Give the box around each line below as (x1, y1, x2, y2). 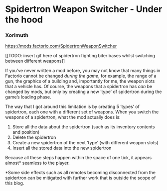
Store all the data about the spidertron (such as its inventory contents (12, 124, 155, 130)
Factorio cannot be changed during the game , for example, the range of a (5, 73, 157, 79)
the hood (5, 14, 43, 25)
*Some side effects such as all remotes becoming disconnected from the (5, 170, 156, 176)
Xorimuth (5, 32, 29, 39)
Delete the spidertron (12, 134, 56, 140)
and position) (12, 129, 40, 135)
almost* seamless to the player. (5, 160, 70, 166)
